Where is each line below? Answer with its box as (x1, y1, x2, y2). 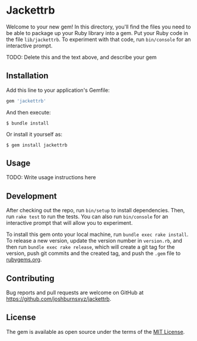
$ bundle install (6, 120, 49, 126)
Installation (6, 71, 49, 81)
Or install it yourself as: (6, 130, 62, 138)
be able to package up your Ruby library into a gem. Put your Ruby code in (6, 29, 189, 36)
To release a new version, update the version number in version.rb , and (6, 237, 183, 244)
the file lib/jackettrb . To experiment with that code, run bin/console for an (6, 36, 191, 43)
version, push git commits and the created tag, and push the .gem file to (6, 250, 181, 257)
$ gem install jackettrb (6, 142, 68, 148)
